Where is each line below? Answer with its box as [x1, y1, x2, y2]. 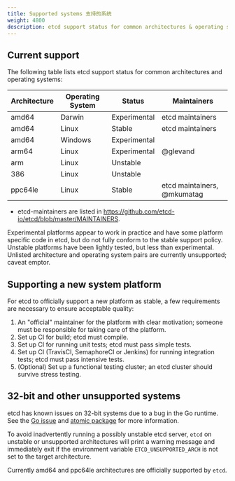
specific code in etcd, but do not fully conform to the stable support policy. [7, 236, 223, 244]
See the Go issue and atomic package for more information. [7, 416, 180, 424]
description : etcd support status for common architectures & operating [7, 23, 224, 30]
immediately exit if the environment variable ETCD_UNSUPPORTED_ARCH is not [7, 445, 218, 453]
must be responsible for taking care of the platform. [17, 326, 166, 333]
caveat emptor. [7, 258, 51, 267]
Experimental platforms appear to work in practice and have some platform [7, 228, 224, 237]
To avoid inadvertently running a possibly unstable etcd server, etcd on [7, 430, 212, 438]
